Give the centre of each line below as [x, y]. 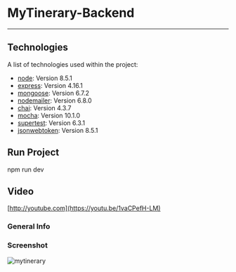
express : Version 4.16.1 [50, 85]
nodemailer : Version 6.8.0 [55, 101]
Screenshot [27, 245]
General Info [29, 226]
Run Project [33, 153]
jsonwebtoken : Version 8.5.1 [58, 130]
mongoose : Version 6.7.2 [53, 93]
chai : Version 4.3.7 [44, 108]
